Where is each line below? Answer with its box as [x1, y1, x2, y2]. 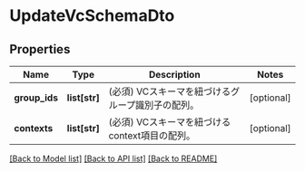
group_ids [14, 91, 59, 104]
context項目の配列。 [108, 129, 196, 141]
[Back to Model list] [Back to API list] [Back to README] [9, 153, 218, 164]
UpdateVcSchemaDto [9, 5, 175, 26]
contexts [14, 122, 54, 134]
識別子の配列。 [134, 99, 200, 111]
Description [148, 69, 202, 81]
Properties [9, 42, 71, 57]
